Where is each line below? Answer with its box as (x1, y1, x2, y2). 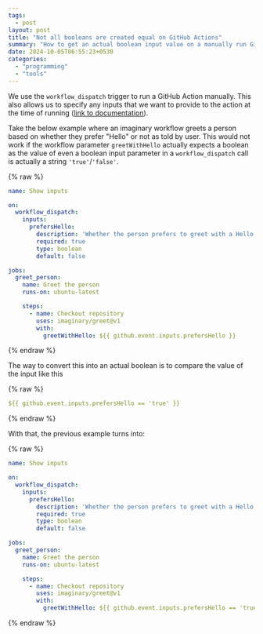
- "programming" (15, 63, 68, 71)
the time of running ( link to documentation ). (8, 107, 149, 118)
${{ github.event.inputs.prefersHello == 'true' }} (8, 399, 180, 408)
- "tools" (15, 70, 47, 78)
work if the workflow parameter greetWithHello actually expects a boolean (8, 140, 249, 149)
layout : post (8, 26, 51, 34)
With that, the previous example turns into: (8, 429, 146, 439)
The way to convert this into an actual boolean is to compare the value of (8, 361, 244, 370)
